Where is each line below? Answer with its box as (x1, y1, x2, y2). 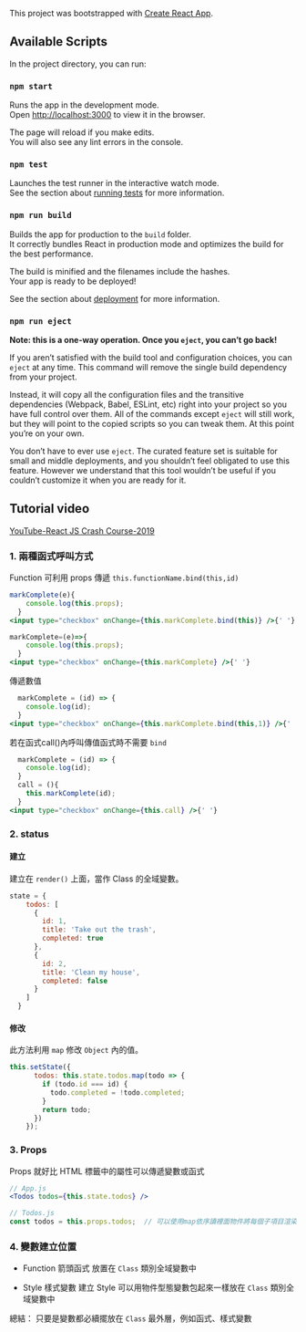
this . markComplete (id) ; (25, 789, 117, 798)
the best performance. (9, 248, 94, 259)
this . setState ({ (9, 1063, 71, 1072)
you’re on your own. (9, 428, 85, 439)
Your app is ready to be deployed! (9, 276, 137, 286)
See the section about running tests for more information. (9, 187, 225, 199)
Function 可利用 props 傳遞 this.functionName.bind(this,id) (9, 572, 240, 583)
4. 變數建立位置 (9, 1241, 77, 1254)
